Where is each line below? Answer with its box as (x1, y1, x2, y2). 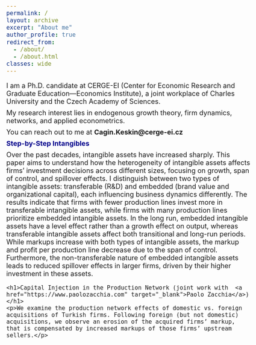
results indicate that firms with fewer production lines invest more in (6, 198, 223, 207)
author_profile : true (6, 31, 76, 39)
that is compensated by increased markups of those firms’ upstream (6, 325, 232, 333)
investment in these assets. (6, 269, 93, 279)
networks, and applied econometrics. (6, 117, 125, 125)
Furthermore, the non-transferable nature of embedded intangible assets (6, 254, 239, 262)
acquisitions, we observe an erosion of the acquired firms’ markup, (6, 318, 236, 326)
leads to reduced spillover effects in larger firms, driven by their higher (6, 262, 231, 270)
